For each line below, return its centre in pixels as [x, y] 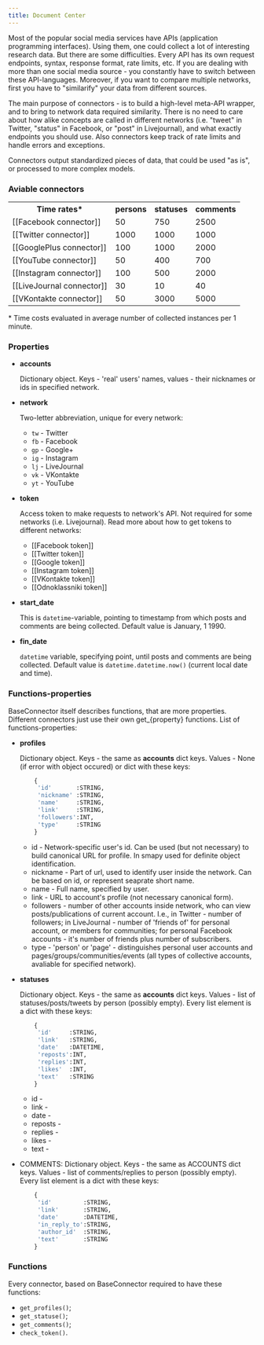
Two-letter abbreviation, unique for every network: [101, 418]
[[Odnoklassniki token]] [69, 587]
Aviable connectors [46, 189]
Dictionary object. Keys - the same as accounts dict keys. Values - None [137, 758]
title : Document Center [47, 15]
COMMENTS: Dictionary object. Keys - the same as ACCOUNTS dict [130, 1164]
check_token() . [44, 1332]
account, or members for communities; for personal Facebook [132, 930]
